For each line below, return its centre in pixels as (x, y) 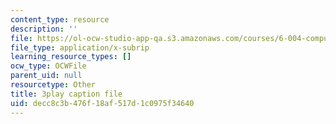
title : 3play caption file (66, 94)
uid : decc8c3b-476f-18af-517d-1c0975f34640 (102, 103)
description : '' (44, 29)
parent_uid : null (46, 76)
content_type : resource (60, 19)
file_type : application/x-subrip (80, 47)
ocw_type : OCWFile (48, 66)
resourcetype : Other (53, 85)
